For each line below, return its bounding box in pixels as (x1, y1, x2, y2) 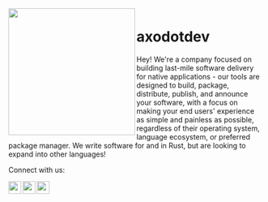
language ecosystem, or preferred (136, 131, 251, 141)
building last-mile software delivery (136, 62, 254, 72)
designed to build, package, (136, 80, 229, 90)
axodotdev (136, 28, 211, 46)
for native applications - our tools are (136, 71, 261, 81)
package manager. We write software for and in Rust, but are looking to (8, 140, 246, 150)
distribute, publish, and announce (136, 88, 249, 98)
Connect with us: (8, 165, 66, 174)
